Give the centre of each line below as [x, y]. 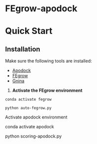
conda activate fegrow [28, 100]
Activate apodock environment [36, 117]
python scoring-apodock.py [33, 136]
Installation [23, 49]
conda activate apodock [30, 127]
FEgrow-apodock [41, 9]
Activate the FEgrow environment [47, 90]
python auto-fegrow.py [28, 108]
